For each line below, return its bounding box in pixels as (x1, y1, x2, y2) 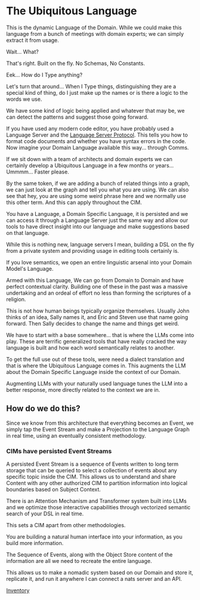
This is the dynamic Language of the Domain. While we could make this (6, 24, 182, 31)
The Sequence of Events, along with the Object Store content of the (6, 551, 173, 558)
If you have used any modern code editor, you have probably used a (6, 125, 174, 132)
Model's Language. (6, 265, 54, 272)
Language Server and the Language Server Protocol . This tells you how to (6, 131, 188, 138)
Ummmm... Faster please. (6, 168, 70, 175)
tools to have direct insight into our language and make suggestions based (6, 222, 190, 230)
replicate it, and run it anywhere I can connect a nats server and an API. (6, 576, 182, 583)
